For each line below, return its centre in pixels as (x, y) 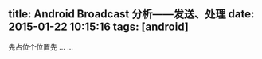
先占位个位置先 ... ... (41, 46)
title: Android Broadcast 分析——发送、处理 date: (131, 14)
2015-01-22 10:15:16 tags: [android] (98, 27)
